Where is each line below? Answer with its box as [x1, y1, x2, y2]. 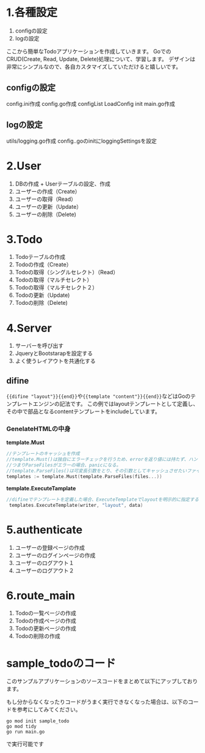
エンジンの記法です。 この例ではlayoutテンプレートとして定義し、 [32, 400, 199, 408]
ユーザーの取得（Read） [15, 195, 77, 203]
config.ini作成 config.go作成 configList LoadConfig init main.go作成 [6, 100, 175, 107]
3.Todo [6, 232, 43, 246]
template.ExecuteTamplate [6, 484, 76, 492]
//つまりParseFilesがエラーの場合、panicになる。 [6, 462, 121, 468]
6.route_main [6, 588, 75, 602]
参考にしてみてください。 [16, 706, 81, 713]
